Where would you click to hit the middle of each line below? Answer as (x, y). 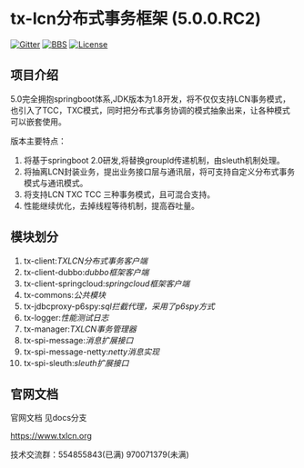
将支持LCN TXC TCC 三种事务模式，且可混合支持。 (119, 194)
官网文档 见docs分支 (49, 418)
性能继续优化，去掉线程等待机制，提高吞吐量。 (111, 205)
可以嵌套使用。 (38, 121)
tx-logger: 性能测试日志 (66, 317)
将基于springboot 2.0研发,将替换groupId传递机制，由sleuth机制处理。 (154, 160)
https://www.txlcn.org (51, 436)
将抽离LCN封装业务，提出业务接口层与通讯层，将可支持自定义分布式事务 (159, 171)
